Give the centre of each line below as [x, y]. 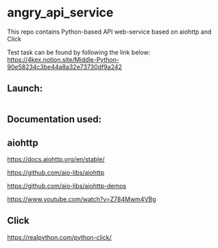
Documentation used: [54, 119]
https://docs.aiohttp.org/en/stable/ [56, 159]
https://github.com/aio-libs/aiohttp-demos [67, 185]
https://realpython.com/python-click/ [59, 237]
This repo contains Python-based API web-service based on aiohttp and [109, 32]
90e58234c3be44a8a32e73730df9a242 [64, 67]
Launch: [25, 88]
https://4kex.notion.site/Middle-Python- [63, 59]
